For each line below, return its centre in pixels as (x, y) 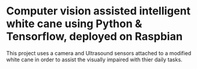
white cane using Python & (74, 24)
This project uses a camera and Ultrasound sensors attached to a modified (99, 53)
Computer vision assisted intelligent (98, 11)
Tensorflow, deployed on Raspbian (95, 37)
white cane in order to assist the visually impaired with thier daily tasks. (94, 59)
